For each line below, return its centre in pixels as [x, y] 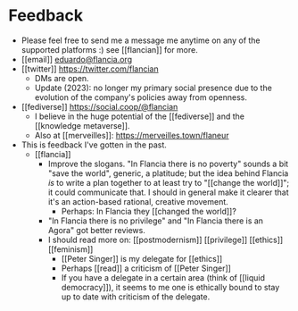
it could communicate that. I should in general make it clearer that [168, 192]
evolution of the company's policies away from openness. [141, 97]
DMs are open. [62, 78]
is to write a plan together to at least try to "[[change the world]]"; [169, 182]
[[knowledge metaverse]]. [82, 125]
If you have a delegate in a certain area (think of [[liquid [163, 277]
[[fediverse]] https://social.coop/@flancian [99, 106]
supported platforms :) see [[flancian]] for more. [109, 49]
